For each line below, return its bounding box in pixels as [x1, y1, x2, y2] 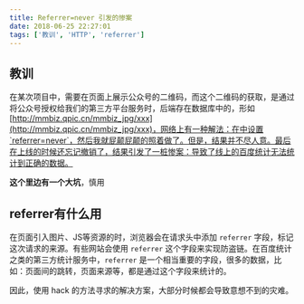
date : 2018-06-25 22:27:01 [9, 22, 111, 31]
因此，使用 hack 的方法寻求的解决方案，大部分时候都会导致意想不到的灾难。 [9, 285, 294, 295]
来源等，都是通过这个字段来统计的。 [96, 266, 232, 276]
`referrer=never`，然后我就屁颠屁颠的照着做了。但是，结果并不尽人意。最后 [9, 135, 291, 146]
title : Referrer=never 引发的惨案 [9, 13, 133, 23]
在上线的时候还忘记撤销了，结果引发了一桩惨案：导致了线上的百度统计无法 [9, 147, 287, 157]
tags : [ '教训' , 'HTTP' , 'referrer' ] [9, 30, 145, 39]
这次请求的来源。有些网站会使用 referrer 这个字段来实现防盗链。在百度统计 [9, 243, 292, 253]
